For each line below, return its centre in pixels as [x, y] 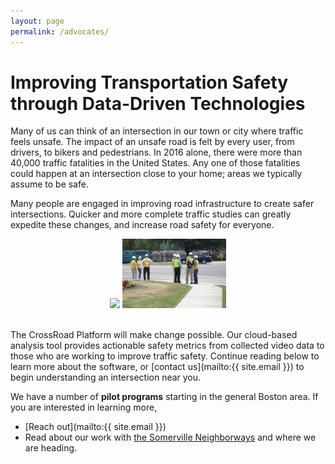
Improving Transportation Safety [149, 82]
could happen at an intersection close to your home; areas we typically [156, 174]
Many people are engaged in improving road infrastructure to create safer [162, 204]
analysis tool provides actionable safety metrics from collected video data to [167, 346]
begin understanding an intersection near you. [106, 377]
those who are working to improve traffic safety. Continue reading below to [165, 356]
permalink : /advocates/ [60, 31]
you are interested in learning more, [84, 407]
